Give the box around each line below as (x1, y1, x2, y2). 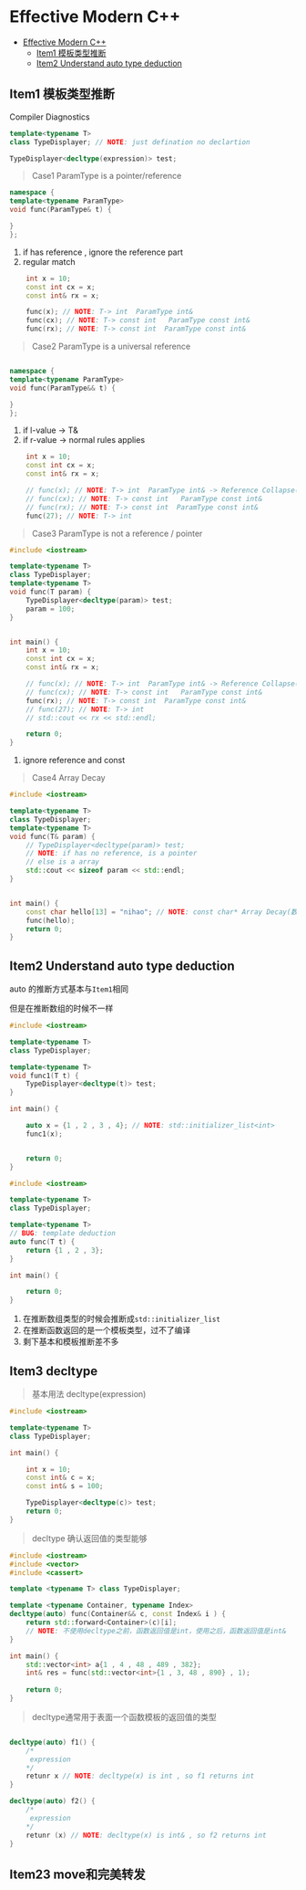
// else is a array (25, 857, 100, 866)
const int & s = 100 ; (25, 1482, 104, 1491)
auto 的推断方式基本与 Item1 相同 (9, 983, 129, 994)
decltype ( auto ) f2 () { (9, 1797, 96, 1806)
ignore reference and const (22, 755, 126, 766)
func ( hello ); (25, 916, 76, 925)
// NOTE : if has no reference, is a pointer (25, 849, 198, 858)
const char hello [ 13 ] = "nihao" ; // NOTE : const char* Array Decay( (25, 907, 291, 917)
